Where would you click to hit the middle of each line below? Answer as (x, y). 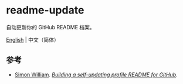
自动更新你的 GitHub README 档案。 (50, 27)
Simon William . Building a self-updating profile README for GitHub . (96, 75)
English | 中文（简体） (33, 39)
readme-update (45, 10)
